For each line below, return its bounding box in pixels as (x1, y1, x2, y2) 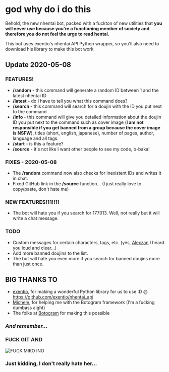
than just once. (12, 261, 44, 267)
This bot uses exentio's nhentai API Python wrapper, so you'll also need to (5, 40, 159, 46)
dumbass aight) (12, 305, 45, 311)
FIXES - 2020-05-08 (5, 159, 57, 166)
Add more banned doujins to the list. (12, 250, 88, 256)
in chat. (12, 175, 29, 181)
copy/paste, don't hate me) (12, 186, 69, 192)
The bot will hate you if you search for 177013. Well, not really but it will (12, 210, 160, 216)
